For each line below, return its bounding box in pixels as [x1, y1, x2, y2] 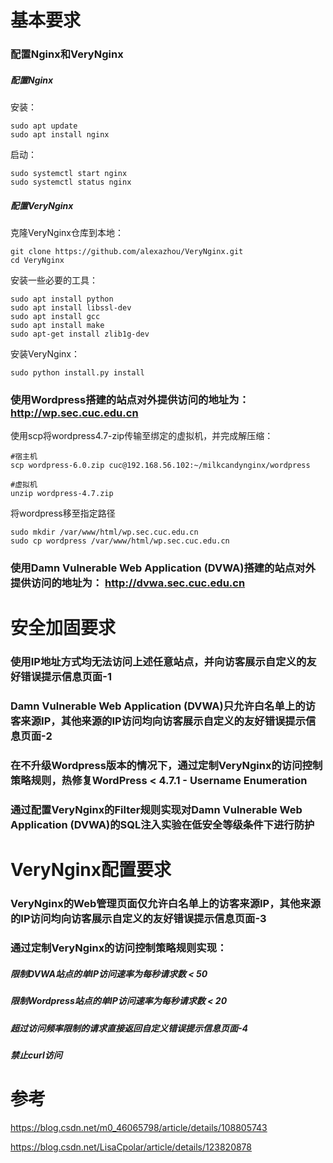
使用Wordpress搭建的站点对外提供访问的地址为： [10, 392, 250, 406]
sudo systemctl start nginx [10, 169, 128, 179]
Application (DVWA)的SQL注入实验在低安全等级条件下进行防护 [10, 818, 315, 832]
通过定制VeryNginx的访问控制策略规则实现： [10, 941, 228, 955]
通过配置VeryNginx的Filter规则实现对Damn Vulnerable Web [10, 803, 303, 817]
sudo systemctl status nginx [10, 177, 132, 188]
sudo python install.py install [10, 368, 145, 378]
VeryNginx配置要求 [10, 859, 172, 881]
